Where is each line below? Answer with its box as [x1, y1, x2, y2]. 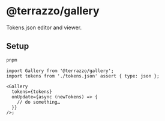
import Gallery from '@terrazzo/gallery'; [6, 67, 114, 74]
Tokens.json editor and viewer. [6, 24, 82, 31]
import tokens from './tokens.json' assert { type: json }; [6, 73, 160, 79]
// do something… [17, 99, 61, 105]
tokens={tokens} [11, 88, 52, 95]
